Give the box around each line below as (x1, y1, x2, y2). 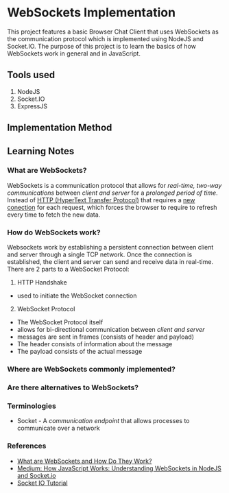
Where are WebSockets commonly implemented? (7, 365, 176, 374)
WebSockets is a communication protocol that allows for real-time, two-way (7, 181, 222, 189)
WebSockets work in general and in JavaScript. (7, 49, 141, 58)
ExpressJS (16, 101, 48, 110)
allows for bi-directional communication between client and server (16, 326, 205, 334)
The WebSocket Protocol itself (16, 318, 104, 326)
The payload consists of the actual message (16, 348, 143, 356)
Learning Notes (7, 145, 75, 157)
